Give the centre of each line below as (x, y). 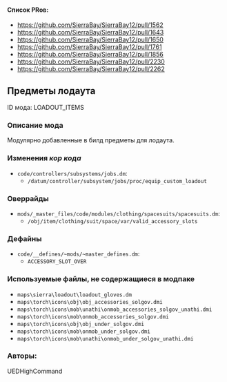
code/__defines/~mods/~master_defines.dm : (78, 254)
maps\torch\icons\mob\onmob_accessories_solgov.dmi (93, 317)
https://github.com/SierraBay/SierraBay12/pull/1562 (90, 25)
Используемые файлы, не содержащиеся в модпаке (101, 279)
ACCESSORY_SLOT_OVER (57, 262)
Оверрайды (28, 198)
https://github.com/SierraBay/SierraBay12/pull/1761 (89, 47)
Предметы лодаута (51, 91)
